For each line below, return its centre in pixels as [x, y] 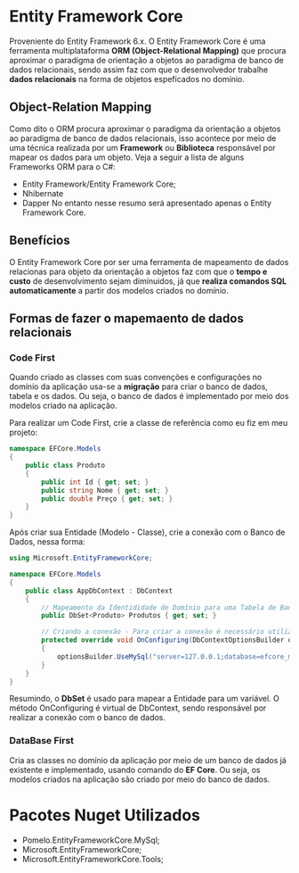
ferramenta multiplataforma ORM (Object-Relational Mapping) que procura [148, 50]
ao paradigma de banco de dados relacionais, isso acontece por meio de [143, 138]
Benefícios [40, 241]
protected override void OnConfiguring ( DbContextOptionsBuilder [163, 640]
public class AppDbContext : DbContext [99, 591]
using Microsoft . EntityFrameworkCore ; [81, 558]
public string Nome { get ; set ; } [105, 490]
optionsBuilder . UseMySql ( [105, 657]
